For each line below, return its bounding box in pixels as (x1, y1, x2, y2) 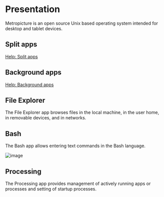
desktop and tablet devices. (5, 25, 63, 31)
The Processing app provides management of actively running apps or (5, 180, 151, 186)
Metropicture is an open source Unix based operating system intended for (5, 20, 158, 26)
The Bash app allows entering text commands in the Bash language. (5, 143, 146, 149)
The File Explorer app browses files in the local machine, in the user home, (5, 109, 159, 115)
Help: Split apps (5, 53, 38, 59)
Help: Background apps (5, 82, 54, 88)
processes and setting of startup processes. (5, 186, 97, 192)
